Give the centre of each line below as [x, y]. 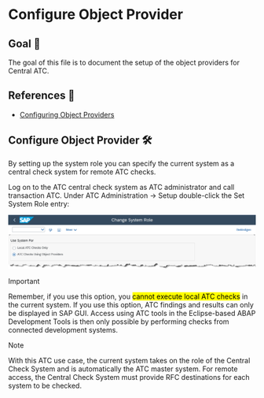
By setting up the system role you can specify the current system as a [121, 163]
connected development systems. [63, 330]
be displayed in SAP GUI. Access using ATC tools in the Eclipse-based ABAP [132, 314]
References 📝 [42, 96]
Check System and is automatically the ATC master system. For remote [123, 369]
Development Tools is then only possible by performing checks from [119, 322]
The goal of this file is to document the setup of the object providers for [124, 62]
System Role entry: [39, 203]
